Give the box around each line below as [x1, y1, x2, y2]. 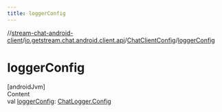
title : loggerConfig [7, 10, 67, 17]
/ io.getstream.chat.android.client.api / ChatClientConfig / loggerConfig [22, 36, 215, 44]
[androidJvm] [7, 83, 46, 91]
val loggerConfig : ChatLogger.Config [7, 97, 111, 105]
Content [7, 89, 30, 98]
